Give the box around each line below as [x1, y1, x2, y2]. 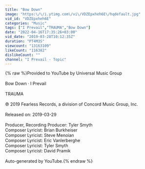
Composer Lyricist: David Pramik [5, 148, 71, 154]
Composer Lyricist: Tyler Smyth [5, 143, 68, 149]
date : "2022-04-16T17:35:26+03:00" [5, 30, 78, 35]
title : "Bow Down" [5, 7, 42, 12]
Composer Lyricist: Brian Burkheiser [5, 127, 78, 133]
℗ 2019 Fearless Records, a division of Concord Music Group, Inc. [5, 101, 138, 107]
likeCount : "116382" [5, 48, 47, 53]
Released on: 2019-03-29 [5, 112, 57, 117]
